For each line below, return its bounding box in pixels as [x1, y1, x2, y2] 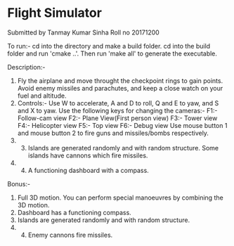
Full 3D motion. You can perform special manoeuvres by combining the [17, 193, 223, 202]
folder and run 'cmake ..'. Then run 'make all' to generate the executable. [7, 49, 218, 58]
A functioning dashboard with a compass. [27, 166, 149, 174]
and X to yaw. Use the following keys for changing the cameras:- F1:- [17, 106, 218, 115]
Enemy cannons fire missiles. [27, 231, 113, 239]
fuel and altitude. [17, 91, 67, 100]
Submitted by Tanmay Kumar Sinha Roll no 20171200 [7, 28, 160, 37]
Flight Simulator [7, 5, 102, 21]
